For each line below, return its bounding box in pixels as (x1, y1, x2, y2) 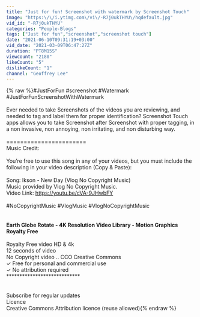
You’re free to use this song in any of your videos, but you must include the (6, 157, 192, 165)
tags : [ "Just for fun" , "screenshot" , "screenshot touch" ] (6, 31, 152, 37)
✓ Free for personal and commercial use (6, 260, 107, 267)
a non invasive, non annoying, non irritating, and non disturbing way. (6, 125, 176, 133)
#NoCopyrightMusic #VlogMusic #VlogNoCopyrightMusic (6, 202, 150, 210)
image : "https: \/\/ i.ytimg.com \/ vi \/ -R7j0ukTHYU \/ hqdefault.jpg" (6, 14, 173, 20)
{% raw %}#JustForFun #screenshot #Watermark (6, 87, 129, 94)
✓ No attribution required (6, 266, 69, 274)
